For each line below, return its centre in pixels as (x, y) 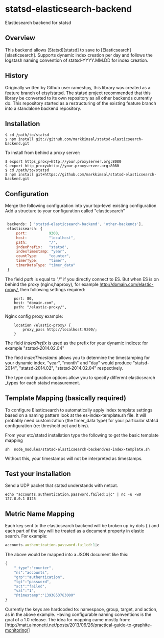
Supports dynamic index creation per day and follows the (95, 55)
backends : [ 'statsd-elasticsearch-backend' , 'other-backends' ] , (75, 224)
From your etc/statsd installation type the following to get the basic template (82, 435)
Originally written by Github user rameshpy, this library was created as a (78, 87)
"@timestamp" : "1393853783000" (45, 595)
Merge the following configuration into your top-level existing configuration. (82, 206)
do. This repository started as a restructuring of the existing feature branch (81, 103)
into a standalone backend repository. (43, 108)
